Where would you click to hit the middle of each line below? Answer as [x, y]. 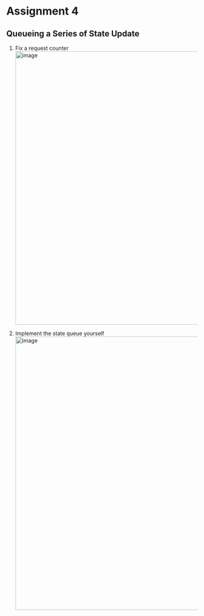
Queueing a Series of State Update [73, 34]
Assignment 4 [42, 11]
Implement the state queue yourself [59, 333]
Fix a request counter [42, 48]
